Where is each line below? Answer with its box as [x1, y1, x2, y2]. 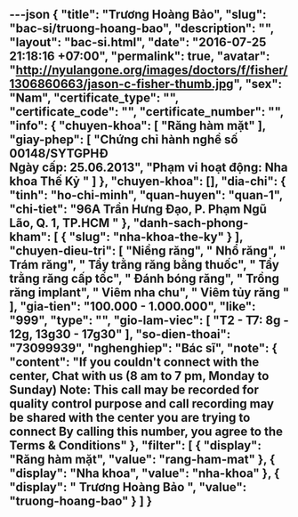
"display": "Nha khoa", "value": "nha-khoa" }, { [9, 466, 280, 481]
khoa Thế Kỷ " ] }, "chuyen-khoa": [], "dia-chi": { [9, 174, 286, 190]
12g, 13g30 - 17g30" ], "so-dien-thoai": [9, 327, 231, 342]
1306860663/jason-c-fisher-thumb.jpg [9, 77, 234, 92]
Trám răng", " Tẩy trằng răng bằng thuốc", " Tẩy [9, 257, 280, 272]
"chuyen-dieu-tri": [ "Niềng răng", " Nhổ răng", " [9, 244, 286, 259]
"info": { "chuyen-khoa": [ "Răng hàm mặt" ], [9, 118, 267, 133]
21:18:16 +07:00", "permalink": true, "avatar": [9, 49, 270, 64]
